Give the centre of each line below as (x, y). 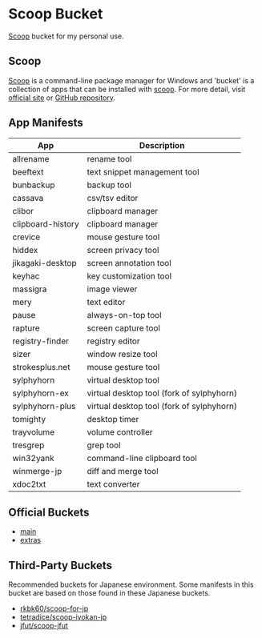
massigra (30, 289)
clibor (23, 211)
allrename (31, 158)
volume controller (120, 431)
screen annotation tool (129, 263)
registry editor (113, 341)
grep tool (104, 445)
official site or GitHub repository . (62, 98)
